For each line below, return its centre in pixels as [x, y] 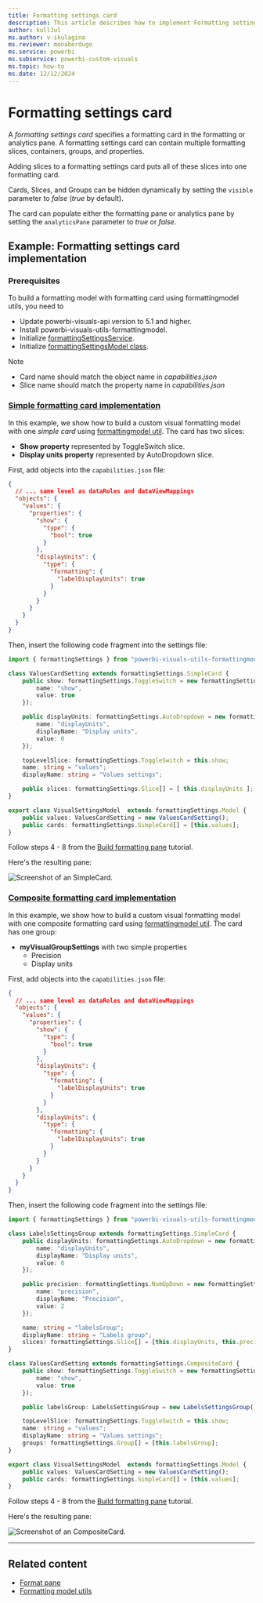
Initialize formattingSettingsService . [77, 338]
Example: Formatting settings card [94, 246]
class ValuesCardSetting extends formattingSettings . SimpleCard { [119, 673]
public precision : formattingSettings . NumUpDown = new [113, 1284]
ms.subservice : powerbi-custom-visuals [73, 60]
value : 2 [50, 1306]
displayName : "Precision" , [80, 1299]
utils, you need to [36, 306]
